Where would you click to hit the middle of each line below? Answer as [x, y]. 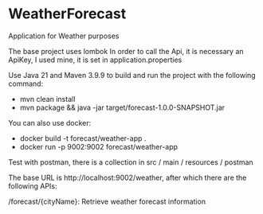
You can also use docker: [50, 123]
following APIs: [33, 186]
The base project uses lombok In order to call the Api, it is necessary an [126, 51]
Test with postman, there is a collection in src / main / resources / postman [131, 162]
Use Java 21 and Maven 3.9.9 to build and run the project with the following [132, 75]
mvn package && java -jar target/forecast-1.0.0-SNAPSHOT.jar [122, 107]
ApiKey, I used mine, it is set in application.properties [95, 60]
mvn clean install [47, 99]
